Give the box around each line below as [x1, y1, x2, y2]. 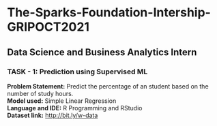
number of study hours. [7, 89, 74, 97]
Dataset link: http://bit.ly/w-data [7, 111, 98, 119]
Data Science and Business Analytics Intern [7, 46, 197, 58]
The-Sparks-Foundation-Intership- [7, 5, 212, 20]
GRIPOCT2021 [7, 19, 90, 35]
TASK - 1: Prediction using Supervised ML [7, 67, 148, 76]
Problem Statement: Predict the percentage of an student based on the [7, 82, 209, 90]
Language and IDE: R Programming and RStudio [7, 104, 143, 112]
